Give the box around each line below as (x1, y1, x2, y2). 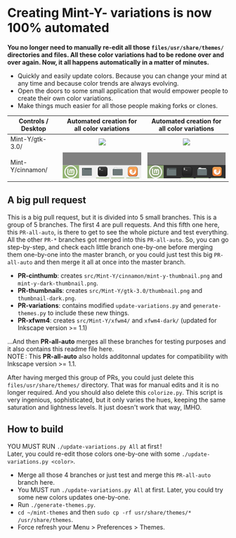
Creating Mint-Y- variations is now (7, 5, 212, 21)
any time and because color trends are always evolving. (17, 79, 179, 87)
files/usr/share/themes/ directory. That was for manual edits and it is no (7, 381, 219, 389)
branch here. (17, 478, 55, 486)
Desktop (20, 124, 47, 133)
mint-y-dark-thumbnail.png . (17, 279, 98, 287)
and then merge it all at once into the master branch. (34, 258, 186, 266)
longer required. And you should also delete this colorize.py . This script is (7, 388, 223, 396)
